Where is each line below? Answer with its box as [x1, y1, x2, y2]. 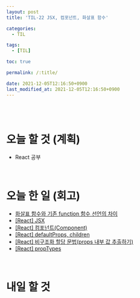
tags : [6, 42, 20, 49]
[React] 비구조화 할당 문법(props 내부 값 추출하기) [14, 238, 134, 246]
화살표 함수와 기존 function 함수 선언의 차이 [14, 210, 118, 217]
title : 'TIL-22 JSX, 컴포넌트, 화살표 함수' [6, 15, 109, 21]
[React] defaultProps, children [14, 231, 90, 239]
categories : [6, 25, 36, 32]
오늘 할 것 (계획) [6, 132, 80, 146]
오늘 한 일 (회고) [6, 189, 80, 203]
